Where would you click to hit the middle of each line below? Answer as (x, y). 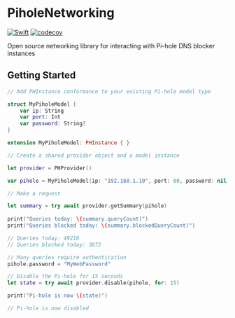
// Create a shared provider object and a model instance (93, 155)
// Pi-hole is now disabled (48, 308)
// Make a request (34, 193)
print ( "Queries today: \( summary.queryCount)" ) (78, 219)
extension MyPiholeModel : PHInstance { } (69, 143)
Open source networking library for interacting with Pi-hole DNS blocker (111, 46)
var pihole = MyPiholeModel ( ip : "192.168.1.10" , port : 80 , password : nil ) (119, 181)
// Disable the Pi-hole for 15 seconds (65, 277)
